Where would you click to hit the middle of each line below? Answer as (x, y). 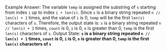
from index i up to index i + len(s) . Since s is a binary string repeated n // (83, 12)
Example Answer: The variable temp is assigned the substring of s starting (81, 7)
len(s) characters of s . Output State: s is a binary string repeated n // (78, 33)
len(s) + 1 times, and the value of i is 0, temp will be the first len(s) (75, 18)
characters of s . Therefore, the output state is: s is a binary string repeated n (83, 23)
